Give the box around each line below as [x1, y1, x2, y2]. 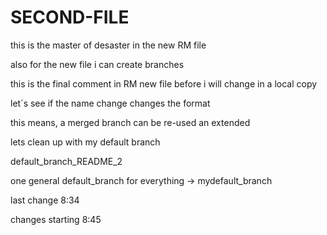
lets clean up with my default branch [10, 136, 161, 148]
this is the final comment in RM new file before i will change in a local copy [10, 77, 318, 90]
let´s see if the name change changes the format [10, 97, 211, 109]
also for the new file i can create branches [10, 58, 185, 70]
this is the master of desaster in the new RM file [10, 39, 207, 51]
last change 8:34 [10, 194, 80, 206]
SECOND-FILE [10, 6, 130, 29]
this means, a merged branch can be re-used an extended [10, 116, 251, 128]
